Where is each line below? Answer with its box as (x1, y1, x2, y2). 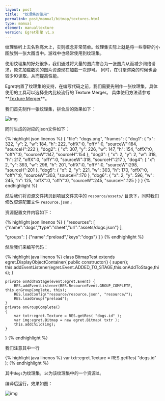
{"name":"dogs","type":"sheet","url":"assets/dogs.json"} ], (5, 224, 123, 230)
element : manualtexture (5, 26, 54, 30)
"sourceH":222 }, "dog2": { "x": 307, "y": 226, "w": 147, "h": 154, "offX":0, (5, 146, 153, 152)
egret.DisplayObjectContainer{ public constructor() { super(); (5, 259, 129, 265)
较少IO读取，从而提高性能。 (5, 73, 61, 79)
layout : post (5, 7, 32, 12)
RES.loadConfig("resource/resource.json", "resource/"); (14, 292, 133, 297)
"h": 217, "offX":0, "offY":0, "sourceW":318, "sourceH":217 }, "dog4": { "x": (5, 157, 156, 162)
